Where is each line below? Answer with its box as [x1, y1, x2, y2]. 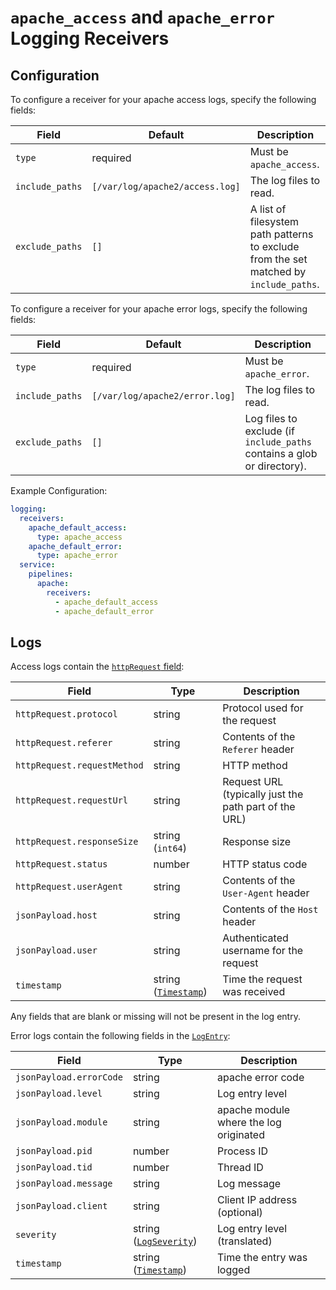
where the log [216, 1116, 282, 1130]
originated [216, 1128, 265, 1142]
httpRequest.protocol [15, 709, 118, 720]
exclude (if [244, 424, 295, 438]
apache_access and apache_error [10, 6, 275, 29]
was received [222, 985, 286, 999]
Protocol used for [222, 701, 304, 715]
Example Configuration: [10, 485, 108, 496]
